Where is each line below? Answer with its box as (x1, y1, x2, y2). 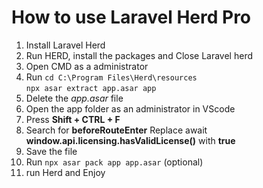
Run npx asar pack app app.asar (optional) (25, 156, 204, 168)
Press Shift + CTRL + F (25, 113, 121, 125)
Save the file (25, 145, 78, 157)
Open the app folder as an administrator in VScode (25, 102, 236, 115)
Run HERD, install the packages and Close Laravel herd (25, 49, 253, 61)
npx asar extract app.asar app (25, 83, 157, 93)
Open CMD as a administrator (25, 60, 149, 72)
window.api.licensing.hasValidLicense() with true (25, 134, 236, 146)
